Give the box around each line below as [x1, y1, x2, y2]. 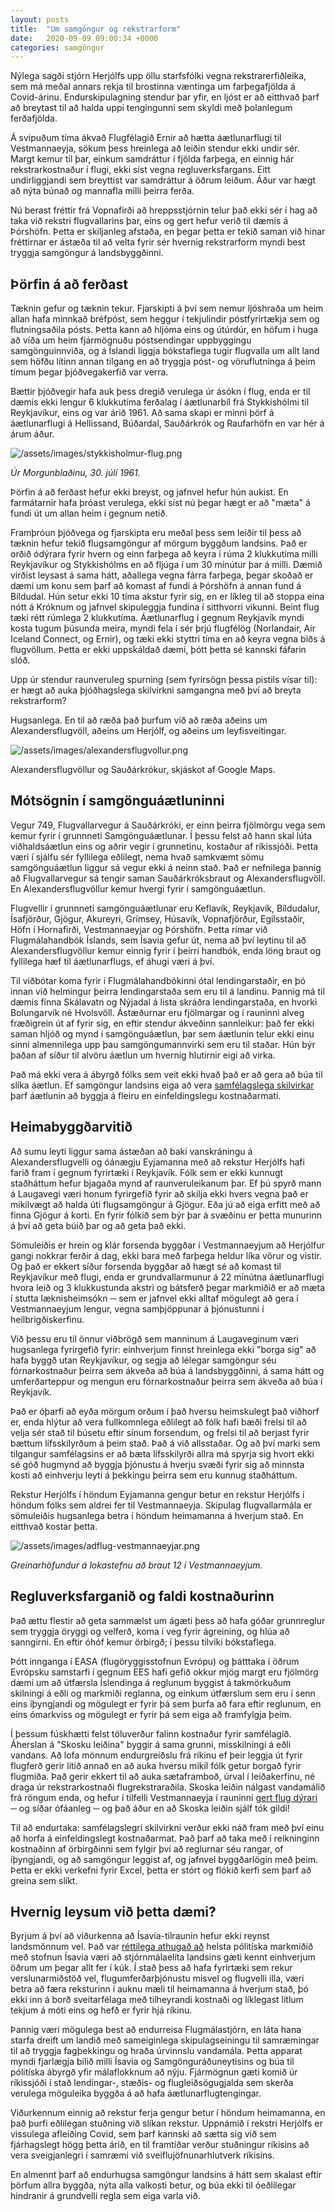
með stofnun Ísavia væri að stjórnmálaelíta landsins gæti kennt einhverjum [10, 1951, 316, 1963]
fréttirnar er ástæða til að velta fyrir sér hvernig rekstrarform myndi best [10, 236, 306, 248]
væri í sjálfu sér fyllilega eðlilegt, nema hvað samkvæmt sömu [10, 851, 265, 863]
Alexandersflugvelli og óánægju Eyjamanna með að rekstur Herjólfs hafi [10, 1156, 305, 1168]
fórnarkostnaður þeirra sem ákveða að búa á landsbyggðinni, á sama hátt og [10, 1364, 325, 1376]
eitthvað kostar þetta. [10, 1520, 98, 1532]
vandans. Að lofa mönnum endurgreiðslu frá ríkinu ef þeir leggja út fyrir [10, 1749, 303, 1761]
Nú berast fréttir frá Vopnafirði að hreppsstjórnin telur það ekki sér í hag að [10, 204, 318, 216]
